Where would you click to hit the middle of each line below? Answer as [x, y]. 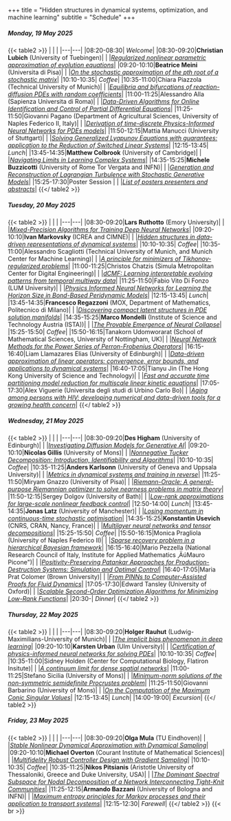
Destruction [24, 569]
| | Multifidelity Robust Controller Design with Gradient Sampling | [99, 760]
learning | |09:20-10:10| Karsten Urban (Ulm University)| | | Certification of [111, 646]
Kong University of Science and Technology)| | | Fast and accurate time [109, 375]
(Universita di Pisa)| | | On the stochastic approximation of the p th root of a [113, 72]
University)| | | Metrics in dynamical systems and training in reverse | [104, 474]
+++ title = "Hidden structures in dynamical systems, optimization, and [108, 10]
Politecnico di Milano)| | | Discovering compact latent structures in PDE [108, 309]
